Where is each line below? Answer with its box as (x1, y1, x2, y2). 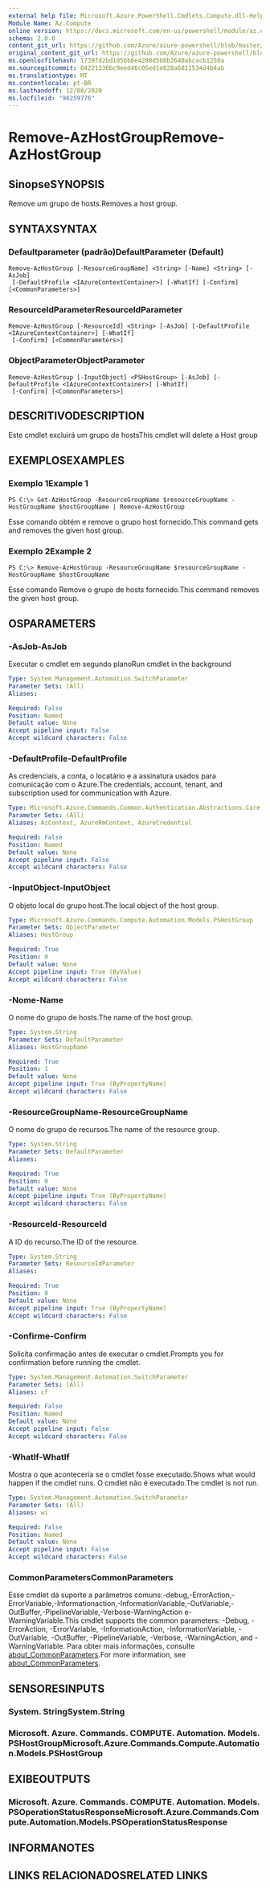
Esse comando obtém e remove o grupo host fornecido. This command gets (8, 517, 259, 527)
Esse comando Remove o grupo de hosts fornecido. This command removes (8, 585, 260, 595)
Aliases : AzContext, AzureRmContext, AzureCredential (8, 819, 193, 828)
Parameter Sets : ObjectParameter (8, 923, 121, 932)
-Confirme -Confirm (8, 1330, 87, 1342)
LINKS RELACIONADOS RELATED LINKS (8, 1869, 208, 1882)
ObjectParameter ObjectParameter (8, 355, 145, 366)
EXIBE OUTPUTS (8, 1772, 91, 1786)
